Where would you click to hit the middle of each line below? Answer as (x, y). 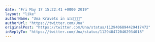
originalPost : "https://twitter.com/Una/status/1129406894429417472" (78, 28)
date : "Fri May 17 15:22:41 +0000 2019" (47, 9)
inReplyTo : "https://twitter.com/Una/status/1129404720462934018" (75, 32)
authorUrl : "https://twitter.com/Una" (45, 23)
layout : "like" (21, 14)
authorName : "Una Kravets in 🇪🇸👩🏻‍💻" (44, 18)
